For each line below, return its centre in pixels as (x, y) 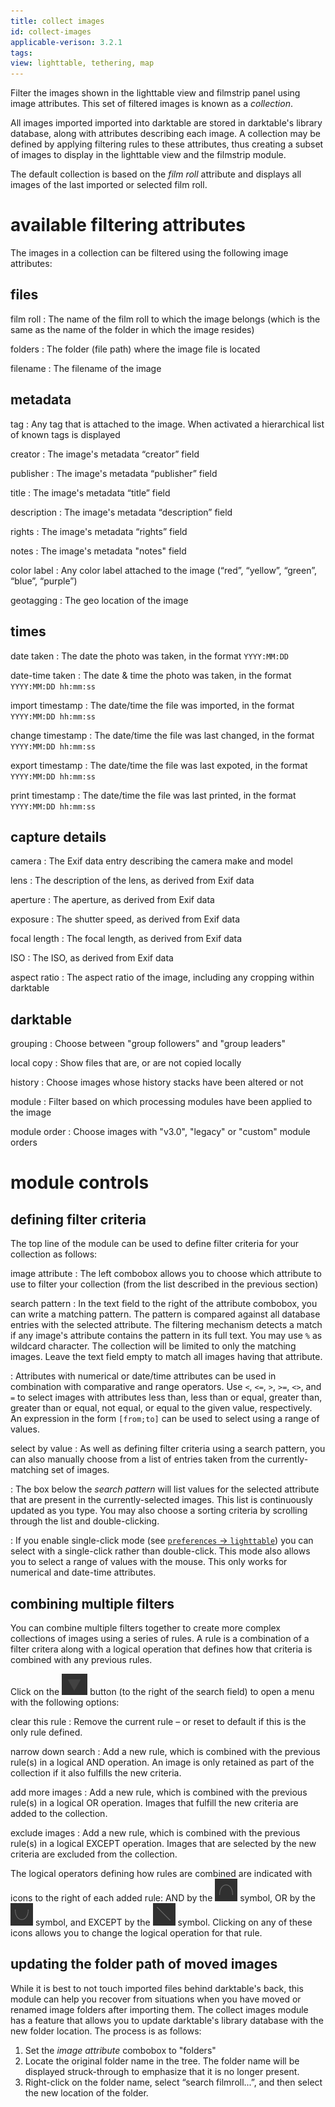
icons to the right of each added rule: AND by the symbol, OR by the (163, 1897)
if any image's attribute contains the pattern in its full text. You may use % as (166, 1336)
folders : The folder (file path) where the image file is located (135, 349)
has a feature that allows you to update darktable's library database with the (167, 2020)
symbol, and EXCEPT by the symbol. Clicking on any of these (173, 1922)
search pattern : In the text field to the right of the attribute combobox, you (164, 1304)
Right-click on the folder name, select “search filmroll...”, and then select (173, 2082)
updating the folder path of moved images (144, 1964)
